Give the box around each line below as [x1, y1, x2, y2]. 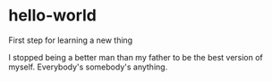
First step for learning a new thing [8, 35, 133, 45]
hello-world [8, 5, 98, 26]
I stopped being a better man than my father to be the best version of [8, 52, 263, 62]
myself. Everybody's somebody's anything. [8, 61, 168, 72]
